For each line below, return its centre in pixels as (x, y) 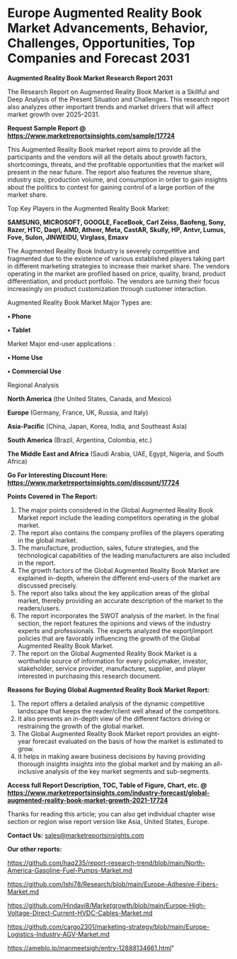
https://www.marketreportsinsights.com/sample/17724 (91, 136)
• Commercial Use (34, 371)
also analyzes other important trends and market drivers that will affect (111, 106)
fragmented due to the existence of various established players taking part (116, 258)
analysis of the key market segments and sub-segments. (128, 771)
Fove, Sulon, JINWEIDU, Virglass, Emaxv (68, 237)
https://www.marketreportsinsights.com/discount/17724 (93, 482)
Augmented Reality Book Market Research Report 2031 (90, 78)
